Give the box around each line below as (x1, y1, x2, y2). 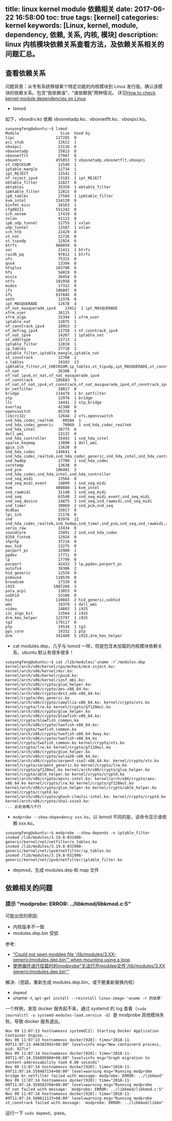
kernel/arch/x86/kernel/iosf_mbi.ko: (5, 677, 86, 683)
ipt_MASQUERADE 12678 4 (5, 302, 77, 307)
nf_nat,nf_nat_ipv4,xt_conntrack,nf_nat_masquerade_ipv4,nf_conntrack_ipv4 (5, 382, 170, 387)
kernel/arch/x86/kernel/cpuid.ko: (5, 673, 79, 678)
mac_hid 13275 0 (5, 544, 77, 549)
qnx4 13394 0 (5, 261, 77, 266)
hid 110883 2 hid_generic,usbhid (5, 597, 120, 603)
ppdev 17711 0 (5, 553, 77, 558)
